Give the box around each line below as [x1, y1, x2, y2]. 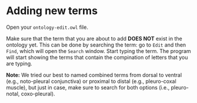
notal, [6, 90, 20, 97]
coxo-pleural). [21, 90, 55, 97]
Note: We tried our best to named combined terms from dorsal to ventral [6, 71, 182, 78]
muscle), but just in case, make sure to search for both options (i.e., [6, 84, 170, 91]
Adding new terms [6, 4, 98, 18]
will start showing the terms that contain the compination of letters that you [6, 54, 188, 61]
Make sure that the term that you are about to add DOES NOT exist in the [6, 35, 182, 42]
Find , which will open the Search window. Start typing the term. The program [6, 47, 191, 54]
